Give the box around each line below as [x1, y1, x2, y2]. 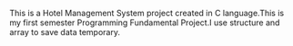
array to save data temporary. [9, 27, 121, 37]
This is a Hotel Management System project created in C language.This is [9, 8, 285, 18]
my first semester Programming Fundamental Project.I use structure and [9, 17, 280, 28]
